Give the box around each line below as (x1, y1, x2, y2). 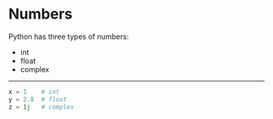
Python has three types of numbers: (8, 32, 129, 41)
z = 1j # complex (8, 103, 75, 111)
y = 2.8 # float (8, 95, 67, 104)
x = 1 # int (8, 87, 60, 96)
